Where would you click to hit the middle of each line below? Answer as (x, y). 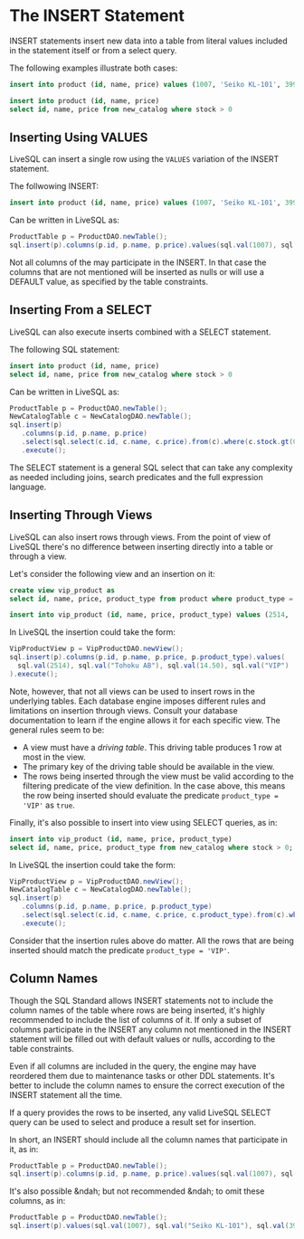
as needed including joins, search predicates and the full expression (137, 477)
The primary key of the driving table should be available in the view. (148, 766)
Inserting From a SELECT (81, 310)
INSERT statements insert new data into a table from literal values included (148, 41)
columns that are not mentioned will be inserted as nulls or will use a (137, 272)
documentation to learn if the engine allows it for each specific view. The (145, 720)
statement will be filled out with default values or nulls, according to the (142, 1039)
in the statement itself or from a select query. (93, 50)
